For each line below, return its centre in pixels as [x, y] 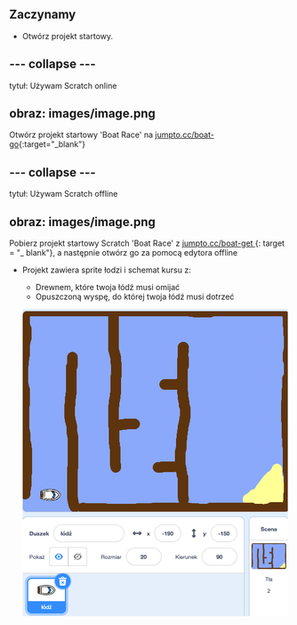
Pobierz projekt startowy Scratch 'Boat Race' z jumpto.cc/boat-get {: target [147, 243]
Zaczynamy [43, 15]
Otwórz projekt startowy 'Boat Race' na [81, 135]
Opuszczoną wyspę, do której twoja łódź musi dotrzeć [135, 296]
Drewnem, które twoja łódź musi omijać [108, 288]
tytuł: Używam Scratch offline [64, 194]
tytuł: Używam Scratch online [63, 85]
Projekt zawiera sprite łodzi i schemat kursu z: [106, 270]
